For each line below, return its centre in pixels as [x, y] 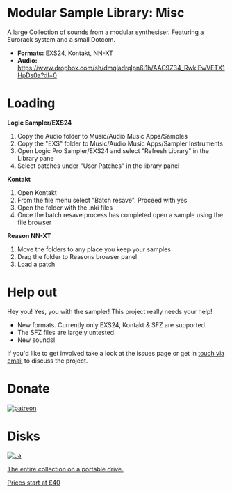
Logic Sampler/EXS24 [40, 123]
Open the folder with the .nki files [65, 208]
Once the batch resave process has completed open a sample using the [120, 214]
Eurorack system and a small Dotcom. [61, 39]
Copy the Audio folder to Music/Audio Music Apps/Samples [102, 136]
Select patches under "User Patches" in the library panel [98, 166]
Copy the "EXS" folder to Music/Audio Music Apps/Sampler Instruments [120, 143]
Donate [28, 389]
